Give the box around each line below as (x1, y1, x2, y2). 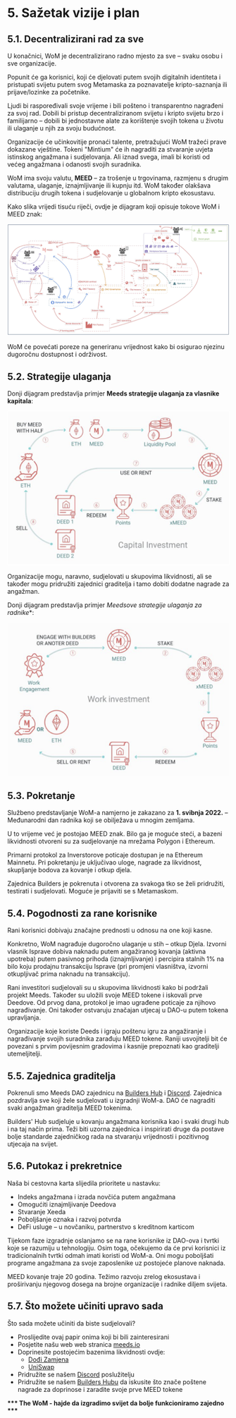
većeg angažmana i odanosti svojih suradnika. (7, 160, 142, 169)
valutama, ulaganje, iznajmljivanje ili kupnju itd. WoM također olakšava (7, 181, 211, 190)
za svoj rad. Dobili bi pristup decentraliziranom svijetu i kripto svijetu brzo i (7, 109, 224, 117)
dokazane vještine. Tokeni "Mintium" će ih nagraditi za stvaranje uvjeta (7, 145, 213, 153)
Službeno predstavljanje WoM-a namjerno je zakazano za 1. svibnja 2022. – (7, 809, 228, 817)
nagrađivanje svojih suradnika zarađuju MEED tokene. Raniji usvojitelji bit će (7, 1034, 228, 1043)
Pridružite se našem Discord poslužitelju (17, 1370, 135, 1379)
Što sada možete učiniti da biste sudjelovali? (7, 1319, 136, 1327)
